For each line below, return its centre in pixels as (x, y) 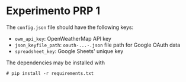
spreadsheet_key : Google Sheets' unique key (69, 51)
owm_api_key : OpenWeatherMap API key (63, 38)
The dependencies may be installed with (56, 63)
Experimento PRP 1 (53, 11)
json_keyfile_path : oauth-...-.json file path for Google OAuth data (97, 45)
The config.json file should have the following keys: (70, 27)
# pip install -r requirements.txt (50, 73)
